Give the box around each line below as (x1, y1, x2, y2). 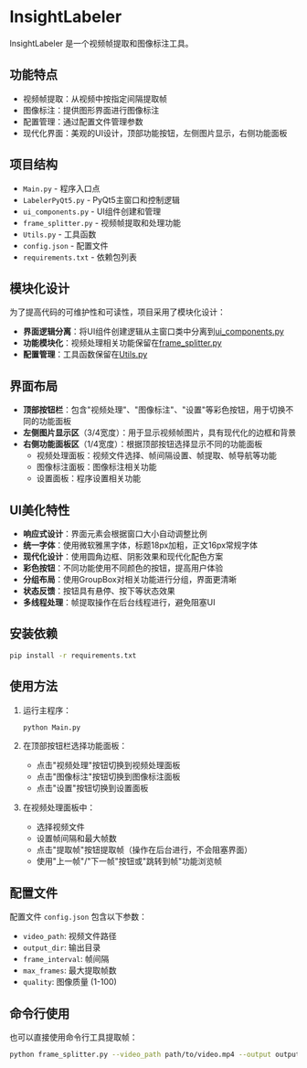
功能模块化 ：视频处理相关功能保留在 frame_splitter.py (22, 337, 222, 348)
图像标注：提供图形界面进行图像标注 (22, 104, 160, 115)
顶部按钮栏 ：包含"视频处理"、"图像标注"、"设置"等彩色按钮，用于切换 (22, 404, 286, 415)
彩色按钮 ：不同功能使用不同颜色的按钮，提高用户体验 (22, 562, 224, 573)
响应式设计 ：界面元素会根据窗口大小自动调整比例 (22, 529, 207, 539)
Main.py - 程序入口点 (22, 183, 101, 194)
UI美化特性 (9, 502, 70, 518)
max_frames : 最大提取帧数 (22, 965, 117, 976)
